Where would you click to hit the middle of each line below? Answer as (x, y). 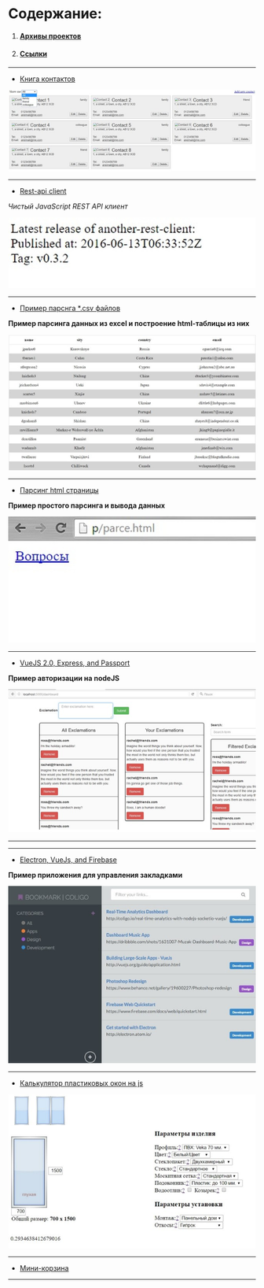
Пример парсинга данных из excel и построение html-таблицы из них (129, 323)
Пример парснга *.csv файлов (70, 308)
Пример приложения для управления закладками (95, 875)
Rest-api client (43, 191)
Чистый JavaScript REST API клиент (68, 206)
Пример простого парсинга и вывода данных (87, 505)
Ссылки (33, 54)
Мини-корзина (44, 1268)
